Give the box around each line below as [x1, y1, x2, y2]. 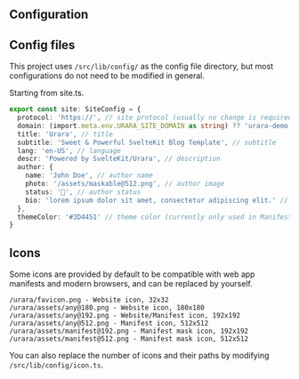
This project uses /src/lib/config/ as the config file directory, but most [9, 61, 274, 72]
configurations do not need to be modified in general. [9, 70, 206, 81]
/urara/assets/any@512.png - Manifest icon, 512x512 [9, 319, 209, 328]
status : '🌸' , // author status [25, 187, 141, 197]
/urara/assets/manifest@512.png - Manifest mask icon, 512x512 [9, 335, 249, 343]
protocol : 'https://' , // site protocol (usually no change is [17, 113, 256, 123]
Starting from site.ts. [9, 88, 85, 99]
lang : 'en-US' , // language [17, 146, 122, 155]
